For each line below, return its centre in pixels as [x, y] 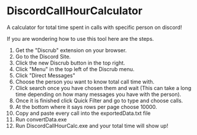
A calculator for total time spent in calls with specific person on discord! [95, 27]
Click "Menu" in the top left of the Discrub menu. [75, 69]
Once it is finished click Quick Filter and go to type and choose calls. [99, 100]
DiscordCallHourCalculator [75, 11]
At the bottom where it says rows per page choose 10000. [86, 107]
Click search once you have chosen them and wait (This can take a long [103, 88]
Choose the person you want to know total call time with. [85, 82]
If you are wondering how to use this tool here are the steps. [80, 38]
